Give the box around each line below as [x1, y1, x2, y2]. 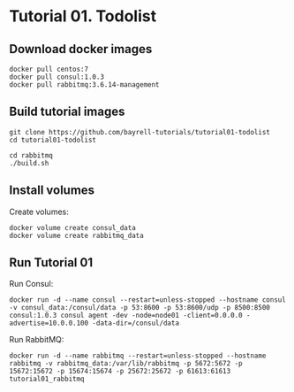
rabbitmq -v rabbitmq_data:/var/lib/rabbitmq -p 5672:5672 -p [9, 359, 243, 368]
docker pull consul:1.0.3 [9, 73, 104, 81]
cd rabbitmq [9, 150, 53, 160]
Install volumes [9, 183, 95, 198]
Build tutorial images [9, 104, 125, 119]
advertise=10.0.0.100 [9, 319, 89, 328]
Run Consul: [9, 279, 54, 289]
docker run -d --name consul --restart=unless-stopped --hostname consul [9, 296, 287, 304]
